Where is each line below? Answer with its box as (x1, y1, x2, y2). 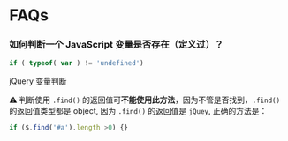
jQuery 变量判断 (9, 76, 67, 86)
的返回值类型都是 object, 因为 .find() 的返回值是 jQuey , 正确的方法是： (9, 106, 268, 116)
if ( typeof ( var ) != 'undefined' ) (9, 59, 144, 68)
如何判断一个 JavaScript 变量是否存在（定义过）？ (9, 39, 224, 51)
